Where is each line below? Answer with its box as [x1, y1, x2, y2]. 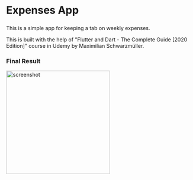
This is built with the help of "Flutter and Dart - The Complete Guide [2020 [6, 36, 188, 43]
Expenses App [6, 4, 79, 17]
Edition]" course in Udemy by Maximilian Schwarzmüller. [6, 42, 144, 50]
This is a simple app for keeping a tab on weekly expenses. [6, 25, 150, 32]
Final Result [6, 57, 41, 66]
